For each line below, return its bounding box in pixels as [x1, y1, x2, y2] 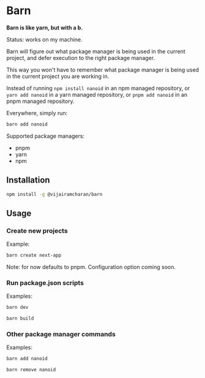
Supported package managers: [6, 132, 84, 140]
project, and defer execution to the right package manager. [6, 54, 155, 61]
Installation [6, 175, 50, 186]
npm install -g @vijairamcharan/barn [6, 191, 103, 197]
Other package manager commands [6, 330, 116, 339]
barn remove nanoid [6, 367, 56, 373]
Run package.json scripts [6, 278, 84, 287]
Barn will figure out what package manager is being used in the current [6, 47, 185, 55]
